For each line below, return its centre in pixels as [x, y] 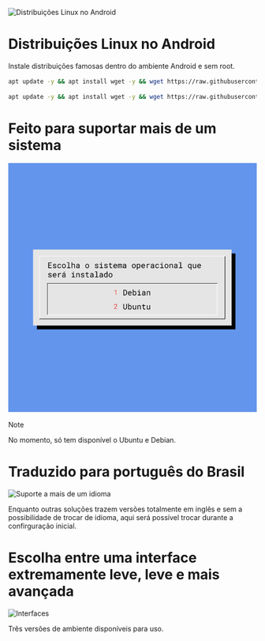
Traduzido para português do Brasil [127, 471]
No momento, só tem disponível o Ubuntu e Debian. [92, 439]
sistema [35, 145]
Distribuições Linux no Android [112, 44]
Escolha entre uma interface [103, 558]
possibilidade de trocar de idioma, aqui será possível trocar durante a [121, 517]
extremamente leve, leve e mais [114, 574]
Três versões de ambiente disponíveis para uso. [86, 628]
